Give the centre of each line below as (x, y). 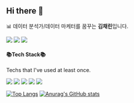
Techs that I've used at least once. (48, 70)
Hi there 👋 (25, 11)
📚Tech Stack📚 (26, 55)
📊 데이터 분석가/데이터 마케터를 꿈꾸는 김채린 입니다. (67, 26)
